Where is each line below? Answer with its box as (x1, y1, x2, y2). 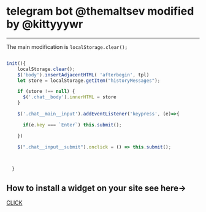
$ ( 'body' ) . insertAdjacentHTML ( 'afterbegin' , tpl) (17, 71, 150, 78)
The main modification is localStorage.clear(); (6, 43, 128, 50)
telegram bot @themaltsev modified (6, 4, 194, 18)
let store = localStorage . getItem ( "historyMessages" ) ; (17, 78, 161, 84)
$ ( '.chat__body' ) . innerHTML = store (22, 94, 116, 100)
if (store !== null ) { (17, 89, 75, 95)
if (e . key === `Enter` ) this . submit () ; (22, 122, 122, 128)
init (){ (6, 60, 26, 67)
